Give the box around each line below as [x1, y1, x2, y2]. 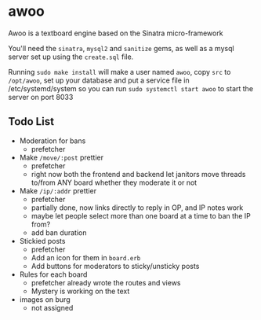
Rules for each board [19, 270, 88, 279]
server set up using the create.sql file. [8, 52, 134, 61]
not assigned [31, 303, 74, 312]
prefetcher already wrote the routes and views [31, 278, 181, 287]
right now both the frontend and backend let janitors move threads [31, 169, 246, 178]
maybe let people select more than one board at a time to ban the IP [31, 211, 251, 220]
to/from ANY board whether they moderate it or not [31, 178, 198, 187]
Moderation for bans [19, 136, 86, 145]
